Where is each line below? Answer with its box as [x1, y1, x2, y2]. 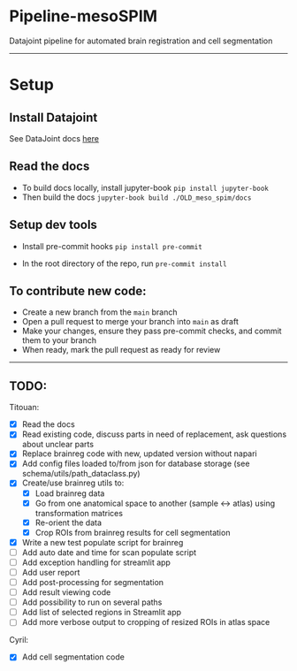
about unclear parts [21, 439, 95, 450]
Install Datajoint [9, 110, 98, 125]
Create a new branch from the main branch [21, 307, 178, 317]
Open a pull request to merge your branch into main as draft [21, 316, 239, 327]
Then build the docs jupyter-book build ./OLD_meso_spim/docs [21, 192, 252, 202]
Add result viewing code [21, 587, 111, 598]
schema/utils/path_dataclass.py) [21, 469, 141, 479]
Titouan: [9, 402, 40, 413]
